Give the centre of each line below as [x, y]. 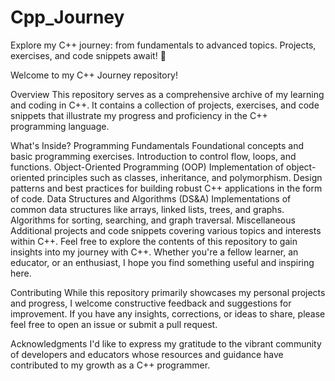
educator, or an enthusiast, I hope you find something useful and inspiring [162, 262]
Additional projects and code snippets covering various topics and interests [166, 230]
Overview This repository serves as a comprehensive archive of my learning [167, 94]
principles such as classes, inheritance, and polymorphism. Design [184, 177]
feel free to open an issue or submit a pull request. [114, 324]
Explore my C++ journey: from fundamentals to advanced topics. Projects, [163, 45]
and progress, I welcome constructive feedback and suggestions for [151, 303]
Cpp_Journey [67, 17]
